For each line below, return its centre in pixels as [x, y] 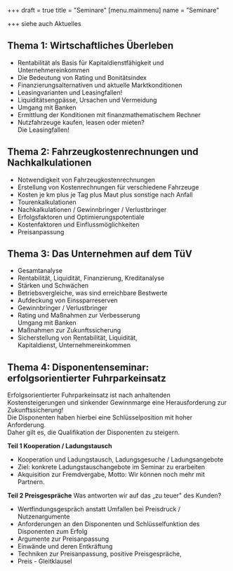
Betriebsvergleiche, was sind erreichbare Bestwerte [92, 293]
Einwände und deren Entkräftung [65, 546]
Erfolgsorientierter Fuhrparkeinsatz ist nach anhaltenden [89, 395]
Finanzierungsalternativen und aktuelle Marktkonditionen [100, 85]
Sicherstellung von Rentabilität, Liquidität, [78, 338]
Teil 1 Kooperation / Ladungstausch [60, 446]
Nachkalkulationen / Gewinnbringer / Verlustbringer [92, 209]
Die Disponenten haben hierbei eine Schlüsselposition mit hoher [100, 417]
